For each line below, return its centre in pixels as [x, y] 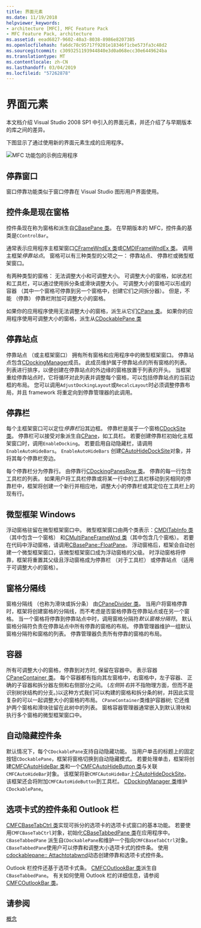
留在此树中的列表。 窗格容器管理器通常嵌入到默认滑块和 [122, 707]
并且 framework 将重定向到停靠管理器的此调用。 [76, 392]
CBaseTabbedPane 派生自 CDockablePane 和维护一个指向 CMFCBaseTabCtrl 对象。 [99, 840]
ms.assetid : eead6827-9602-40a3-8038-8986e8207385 [71, 40]
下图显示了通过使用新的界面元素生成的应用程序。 [66, 143]
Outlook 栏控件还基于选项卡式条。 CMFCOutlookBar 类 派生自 [82, 867]
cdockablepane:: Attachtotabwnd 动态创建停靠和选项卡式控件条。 [86, 855]
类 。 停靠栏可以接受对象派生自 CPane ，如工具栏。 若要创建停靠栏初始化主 [97, 436]
